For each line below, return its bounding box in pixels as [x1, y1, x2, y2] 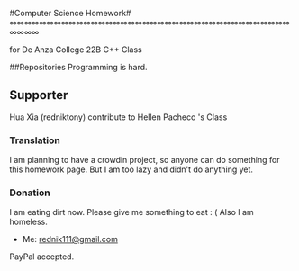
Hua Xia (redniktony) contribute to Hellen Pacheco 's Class [9, 112, 228, 122]
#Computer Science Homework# [9, 8, 131, 18]
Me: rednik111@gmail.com [22, 234, 119, 245]
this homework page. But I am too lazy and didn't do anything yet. [9, 164, 254, 175]
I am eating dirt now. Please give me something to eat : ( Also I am [9, 207, 254, 218]
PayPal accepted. [9, 251, 75, 262]
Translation [9, 134, 60, 147]
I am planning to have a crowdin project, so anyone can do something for [9, 155, 280, 166]
